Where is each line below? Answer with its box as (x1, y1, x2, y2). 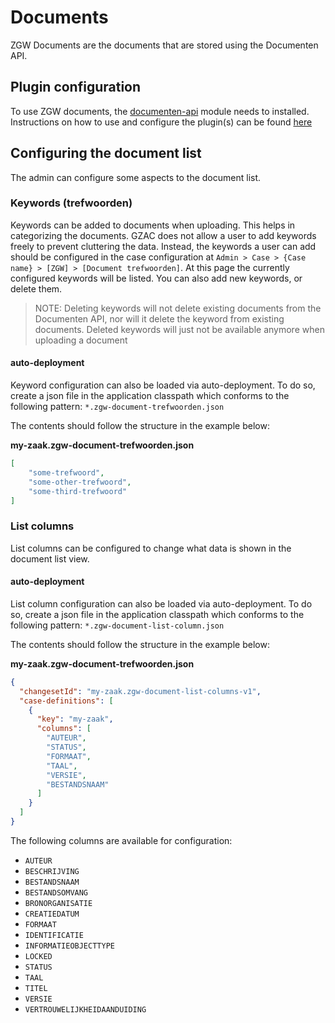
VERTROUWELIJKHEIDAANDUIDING (24, 1004, 147, 1015)
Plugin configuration (10, 79, 142, 96)
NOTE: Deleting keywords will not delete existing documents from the (34, 302, 322, 314)
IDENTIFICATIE (24, 930, 84, 940)
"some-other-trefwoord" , (28, 477, 132, 487)
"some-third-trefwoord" (28, 486, 128, 496)
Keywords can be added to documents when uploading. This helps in (10, 219, 296, 231)
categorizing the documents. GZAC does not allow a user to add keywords (10, 229, 317, 241)
